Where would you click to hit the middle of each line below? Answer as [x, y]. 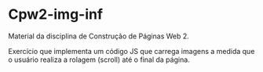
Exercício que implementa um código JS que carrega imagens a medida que [131, 51]
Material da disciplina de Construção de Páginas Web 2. [99, 36]
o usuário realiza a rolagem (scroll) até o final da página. [99, 59]
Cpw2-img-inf [56, 14]
